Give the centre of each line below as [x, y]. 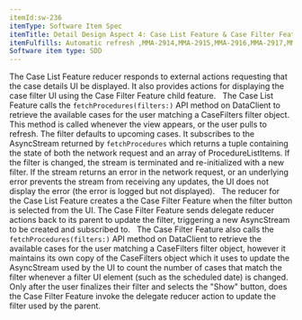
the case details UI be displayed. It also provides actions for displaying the [147, 86]
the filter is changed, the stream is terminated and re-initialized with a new [147, 163]
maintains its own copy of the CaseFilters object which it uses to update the [150, 258]
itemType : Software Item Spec [66, 26]
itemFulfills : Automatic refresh [72, 43]
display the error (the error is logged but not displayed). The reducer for [145, 191]
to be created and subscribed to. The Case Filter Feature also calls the [142, 229]
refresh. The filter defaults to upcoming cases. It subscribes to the [132, 134]
